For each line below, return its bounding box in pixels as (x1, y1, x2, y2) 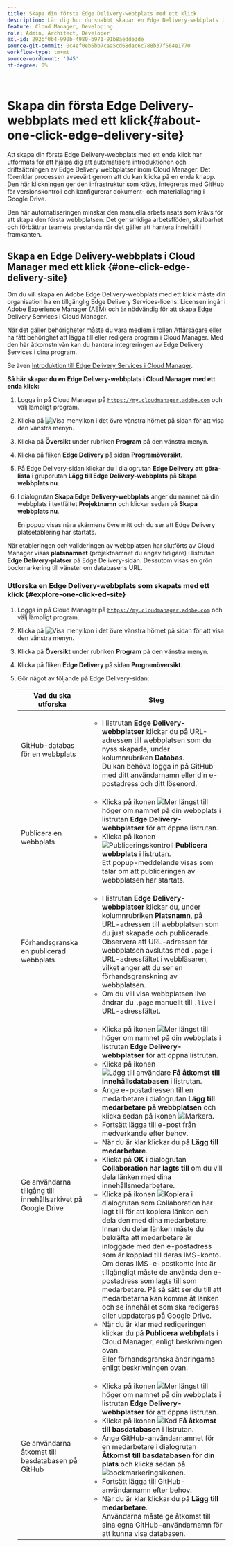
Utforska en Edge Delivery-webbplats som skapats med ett (7, 581, 210, 591)
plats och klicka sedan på (101, 1459, 186, 1469)
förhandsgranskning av (101, 971, 178, 981)
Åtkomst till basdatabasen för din (101, 1450, 215, 1460)
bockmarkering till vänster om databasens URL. (7, 564, 143, 572)
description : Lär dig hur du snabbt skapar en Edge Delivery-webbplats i (7, 17, 225, 24)
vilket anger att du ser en (101, 962, 183, 972)
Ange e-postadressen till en (101, 1085, 194, 1094)
